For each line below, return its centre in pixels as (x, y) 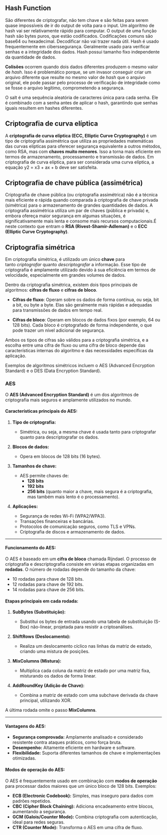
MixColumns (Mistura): (37, 661)
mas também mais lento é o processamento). (73, 497)
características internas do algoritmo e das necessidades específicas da (79, 351)
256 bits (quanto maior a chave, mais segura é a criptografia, (90, 491)
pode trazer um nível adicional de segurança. (59, 330)
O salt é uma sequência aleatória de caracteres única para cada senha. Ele (82, 97)
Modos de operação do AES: (35, 769)
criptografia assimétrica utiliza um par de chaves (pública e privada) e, (78, 211)
